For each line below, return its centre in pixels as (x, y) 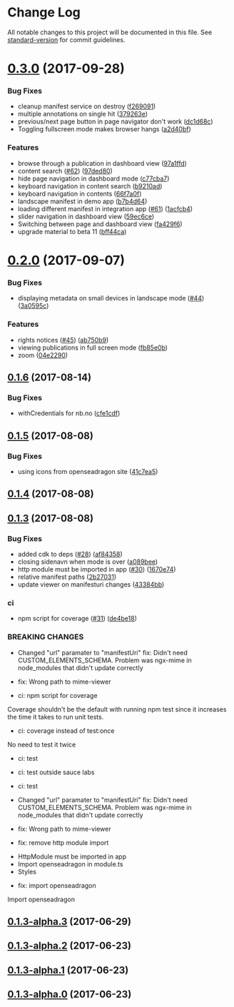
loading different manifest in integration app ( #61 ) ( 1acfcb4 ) (105, 208)
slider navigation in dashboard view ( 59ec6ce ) (86, 216)
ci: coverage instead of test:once (66, 730)
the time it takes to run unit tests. (56, 717)
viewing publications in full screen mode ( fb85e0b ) (93, 348)
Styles (27, 871)
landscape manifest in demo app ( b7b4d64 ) (82, 201)
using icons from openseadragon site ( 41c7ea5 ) (88, 471)
